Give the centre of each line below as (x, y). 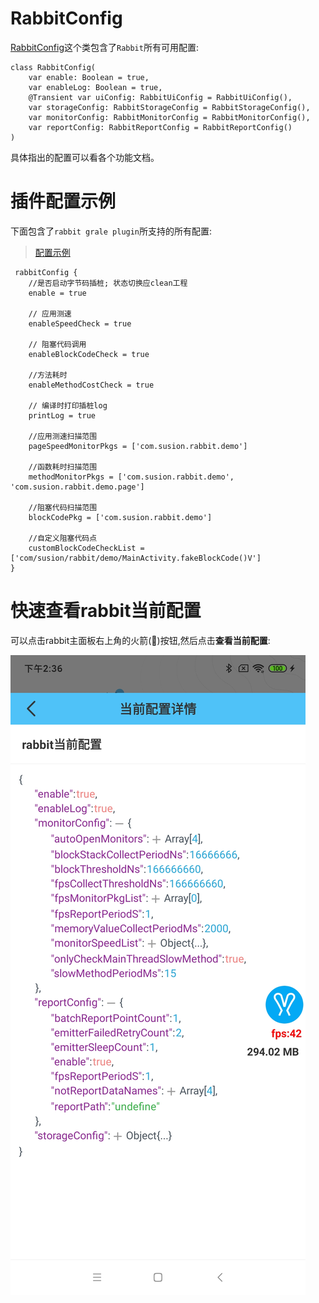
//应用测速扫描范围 (63, 436)
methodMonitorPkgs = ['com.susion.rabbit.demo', (131, 477)
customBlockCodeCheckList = (86, 548)
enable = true (57, 293)
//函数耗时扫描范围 (63, 467)
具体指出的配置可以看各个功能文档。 (85, 157)
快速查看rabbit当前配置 (106, 611)
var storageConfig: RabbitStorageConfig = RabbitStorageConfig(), (169, 107)
